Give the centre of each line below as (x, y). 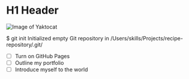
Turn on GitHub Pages (42, 56)
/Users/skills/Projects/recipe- (146, 38)
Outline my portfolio (39, 63)
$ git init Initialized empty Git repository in (58, 38)
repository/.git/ (25, 45)
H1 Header (32, 10)
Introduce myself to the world (51, 69)
